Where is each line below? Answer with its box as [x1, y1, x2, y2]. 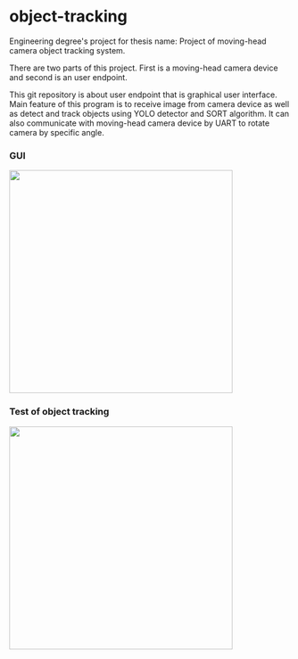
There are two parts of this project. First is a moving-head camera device [9, 62, 278, 73]
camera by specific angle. [9, 127, 104, 137]
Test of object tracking [9, 406, 110, 418]
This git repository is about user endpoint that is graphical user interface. [9, 89, 278, 100]
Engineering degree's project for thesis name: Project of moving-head [9, 36, 267, 46]
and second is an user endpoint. [9, 71, 128, 82]
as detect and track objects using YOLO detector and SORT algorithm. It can [9, 108, 290, 119]
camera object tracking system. [9, 45, 126, 55]
